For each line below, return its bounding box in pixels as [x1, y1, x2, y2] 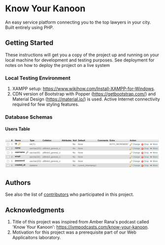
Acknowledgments [5, 206, 65, 214]
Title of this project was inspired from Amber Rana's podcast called [12, 219, 149, 225]
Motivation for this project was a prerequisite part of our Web [12, 229, 136, 235]
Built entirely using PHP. [5, 24, 54, 30]
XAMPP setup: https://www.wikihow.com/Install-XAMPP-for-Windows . [12, 86, 155, 92]
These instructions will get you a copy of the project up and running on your [5, 52, 159, 58]
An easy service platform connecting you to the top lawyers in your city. [5, 19, 151, 25]
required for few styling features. [12, 101, 79, 107]
